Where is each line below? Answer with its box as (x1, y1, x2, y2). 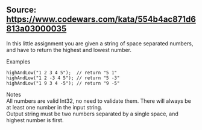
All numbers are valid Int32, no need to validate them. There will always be (6, 97, 191, 105)
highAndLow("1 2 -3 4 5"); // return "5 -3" (6, 75, 120, 81)
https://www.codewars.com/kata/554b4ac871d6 (6, 15, 196, 25)
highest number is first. (6, 116, 64, 123)
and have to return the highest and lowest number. (6, 46, 131, 53)
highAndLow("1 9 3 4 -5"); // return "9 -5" (6, 80, 120, 86)
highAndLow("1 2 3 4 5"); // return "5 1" (6, 70, 118, 76)
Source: (6, 5, 37, 15)
